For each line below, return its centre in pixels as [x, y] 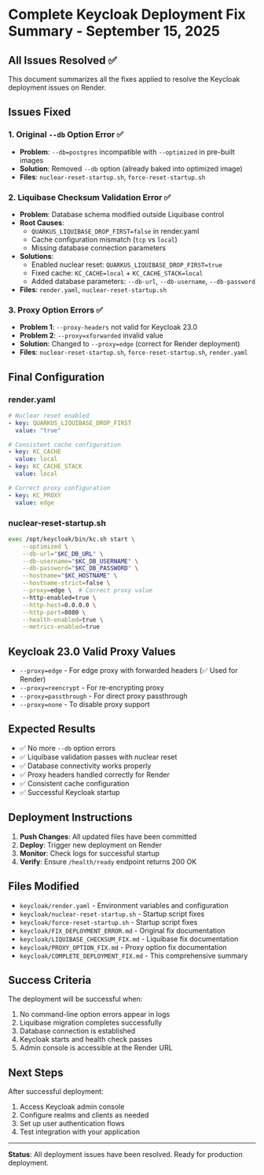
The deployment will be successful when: [75, 999]
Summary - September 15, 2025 [114, 31]
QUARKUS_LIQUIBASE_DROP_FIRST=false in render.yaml [115, 231]
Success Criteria [50, 980]
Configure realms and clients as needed [84, 1115]
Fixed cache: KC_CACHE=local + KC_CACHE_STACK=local [117, 272]
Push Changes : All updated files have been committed [108, 837]
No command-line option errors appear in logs [95, 1014]
